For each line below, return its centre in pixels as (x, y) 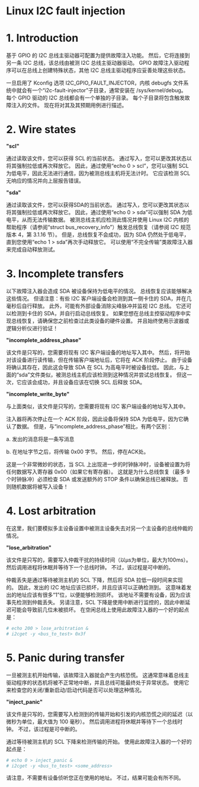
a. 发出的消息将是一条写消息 (40, 439)
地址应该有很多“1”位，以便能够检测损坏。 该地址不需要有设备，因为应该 (103, 595)
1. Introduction (42, 38)
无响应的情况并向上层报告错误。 (45, 181)
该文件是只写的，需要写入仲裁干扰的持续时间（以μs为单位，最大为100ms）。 (99, 560)
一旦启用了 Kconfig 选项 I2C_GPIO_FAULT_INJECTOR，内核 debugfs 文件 (95, 83)
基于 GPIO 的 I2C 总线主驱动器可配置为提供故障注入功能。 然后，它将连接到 (98, 55)
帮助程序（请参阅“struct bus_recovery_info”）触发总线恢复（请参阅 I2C (93, 227)
